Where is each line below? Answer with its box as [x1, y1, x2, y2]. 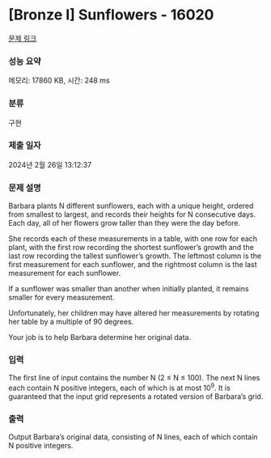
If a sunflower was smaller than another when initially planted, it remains [8, 284, 249, 294]
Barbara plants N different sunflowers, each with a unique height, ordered [8, 201, 254, 211]
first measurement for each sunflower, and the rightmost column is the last [8, 260, 257, 269]
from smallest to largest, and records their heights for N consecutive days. [8, 210, 256, 219]
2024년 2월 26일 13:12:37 [8, 159, 92, 169]
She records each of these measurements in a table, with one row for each [8, 234, 257, 244]
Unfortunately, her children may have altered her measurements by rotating [8, 308, 260, 318]
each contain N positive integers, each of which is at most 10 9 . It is [8, 382, 231, 393]
